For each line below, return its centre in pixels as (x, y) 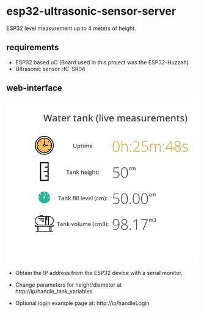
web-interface (34, 88)
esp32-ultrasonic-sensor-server (91, 11)
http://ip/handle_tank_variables (54, 292)
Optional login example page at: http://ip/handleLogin (82, 303)
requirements (33, 47)
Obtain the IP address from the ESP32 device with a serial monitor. (99, 273)
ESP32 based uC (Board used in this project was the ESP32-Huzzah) (102, 62)
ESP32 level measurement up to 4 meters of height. (71, 28)
